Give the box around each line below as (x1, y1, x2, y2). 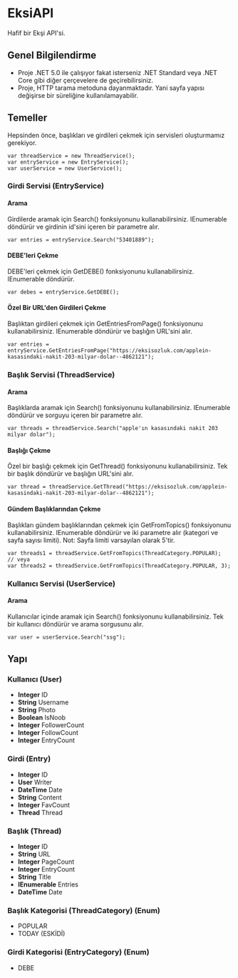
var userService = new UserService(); (7, 164, 123, 172)
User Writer (17, 777, 52, 787)
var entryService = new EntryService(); (7, 159, 130, 166)
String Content (17, 793, 62, 802)
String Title (17, 873, 51, 882)
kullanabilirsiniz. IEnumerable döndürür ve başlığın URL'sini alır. (7, 327, 192, 336)
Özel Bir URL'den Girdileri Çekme (7, 304, 107, 312)
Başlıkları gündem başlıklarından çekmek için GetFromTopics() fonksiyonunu (7, 520, 232, 529)
